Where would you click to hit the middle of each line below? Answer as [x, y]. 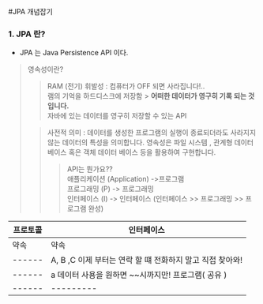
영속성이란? [45, 69]
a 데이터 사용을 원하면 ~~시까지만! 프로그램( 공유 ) [139, 275]
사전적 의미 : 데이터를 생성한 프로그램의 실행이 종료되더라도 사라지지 [152, 133]
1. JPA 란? [27, 34]
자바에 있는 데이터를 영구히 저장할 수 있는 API [117, 116]
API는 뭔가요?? [90, 169]
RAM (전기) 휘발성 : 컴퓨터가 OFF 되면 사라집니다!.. [126, 86]
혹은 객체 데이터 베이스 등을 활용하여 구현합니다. [142, 152]
